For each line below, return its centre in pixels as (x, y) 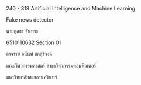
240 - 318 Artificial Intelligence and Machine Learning (71, 8)
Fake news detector (30, 20)
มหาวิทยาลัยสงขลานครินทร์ (32, 77)
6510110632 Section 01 (34, 42)
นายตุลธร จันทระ (22, 31)
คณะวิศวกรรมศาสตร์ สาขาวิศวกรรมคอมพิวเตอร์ (51, 65)
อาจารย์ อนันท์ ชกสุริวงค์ (29, 54)
